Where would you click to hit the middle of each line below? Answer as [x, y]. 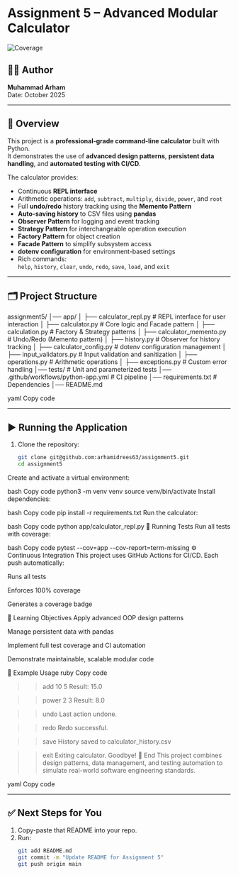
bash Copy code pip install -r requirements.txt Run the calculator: [103, 512]
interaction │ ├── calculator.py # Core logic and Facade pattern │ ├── [111, 324]
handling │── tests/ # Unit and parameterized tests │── [90, 370]
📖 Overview [33, 124]
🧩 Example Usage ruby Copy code [57, 673]
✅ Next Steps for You [55, 813]
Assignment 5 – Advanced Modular [113, 13]
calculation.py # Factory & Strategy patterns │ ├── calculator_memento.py [117, 332]
